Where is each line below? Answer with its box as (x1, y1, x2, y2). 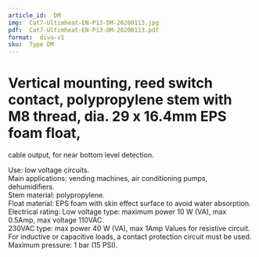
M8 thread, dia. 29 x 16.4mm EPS (8, 107, 227, 125)
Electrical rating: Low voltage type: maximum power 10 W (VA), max (8, 207, 227, 216)
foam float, (8, 125, 81, 142)
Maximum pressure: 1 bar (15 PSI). (8, 241, 118, 250)
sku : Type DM (8, 41, 55, 49)
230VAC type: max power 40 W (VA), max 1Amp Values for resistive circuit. (8, 224, 250, 233)
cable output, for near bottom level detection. (8, 150, 154, 160)
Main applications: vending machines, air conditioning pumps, (8, 174, 208, 183)
